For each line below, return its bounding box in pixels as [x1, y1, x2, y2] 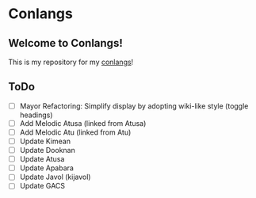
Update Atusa [19, 154, 65, 164]
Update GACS [19, 181, 66, 191]
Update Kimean [19, 136, 71, 146]
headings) [19, 110, 53, 120]
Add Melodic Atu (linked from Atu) [19, 128, 132, 137]
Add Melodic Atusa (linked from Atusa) [19, 118, 147, 128]
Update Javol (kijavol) [19, 172, 91, 182]
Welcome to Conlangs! [8, 36, 123, 50]
